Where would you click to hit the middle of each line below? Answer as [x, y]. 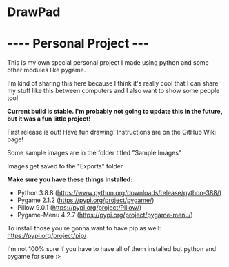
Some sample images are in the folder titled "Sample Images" [94, 153]
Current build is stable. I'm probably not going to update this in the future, [115, 112]
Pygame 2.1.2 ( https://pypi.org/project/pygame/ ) [86, 200]
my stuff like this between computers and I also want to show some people [113, 91]
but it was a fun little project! [49, 119]
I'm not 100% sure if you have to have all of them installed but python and [112, 249]
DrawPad [34, 12]
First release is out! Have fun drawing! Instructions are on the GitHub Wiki [111, 132]
